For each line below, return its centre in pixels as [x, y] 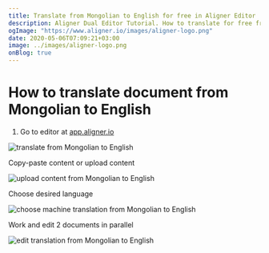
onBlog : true [30, 53]
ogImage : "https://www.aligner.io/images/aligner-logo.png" [111, 30]
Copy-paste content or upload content [72, 163]
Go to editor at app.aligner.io [67, 131]
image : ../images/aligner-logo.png [68, 46]
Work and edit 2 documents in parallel [71, 224]
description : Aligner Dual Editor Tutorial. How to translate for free [130, 23]
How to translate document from [118, 92]
